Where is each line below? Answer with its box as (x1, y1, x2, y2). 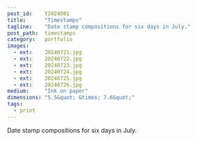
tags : (7, 101, 23, 108)
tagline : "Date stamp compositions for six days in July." (7, 23, 191, 30)
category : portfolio (7, 36, 73, 43)
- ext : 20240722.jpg (13, 56, 82, 63)
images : (7, 42, 30, 49)
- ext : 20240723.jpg (13, 62, 82, 69)
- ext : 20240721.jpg (13, 49, 82, 56)
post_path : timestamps (7, 29, 76, 37)
